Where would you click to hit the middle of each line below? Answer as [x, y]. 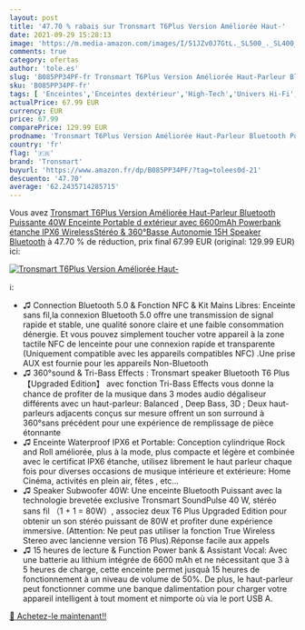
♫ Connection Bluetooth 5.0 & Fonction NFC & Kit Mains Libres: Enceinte [159, 305]
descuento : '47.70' [46, 178]
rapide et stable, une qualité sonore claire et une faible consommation [153, 325]
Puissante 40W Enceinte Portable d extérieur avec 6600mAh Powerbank [145, 223]
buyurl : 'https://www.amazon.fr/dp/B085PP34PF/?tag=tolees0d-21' [135, 170]
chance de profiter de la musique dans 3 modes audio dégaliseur [144, 394]
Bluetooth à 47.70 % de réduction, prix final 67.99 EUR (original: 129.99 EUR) [152, 242]
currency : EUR [36, 111]
